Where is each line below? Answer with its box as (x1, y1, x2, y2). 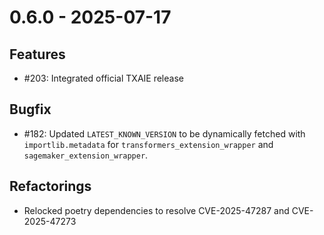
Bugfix (9, 101, 52, 118)
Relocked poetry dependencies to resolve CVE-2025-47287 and (23, 204, 290, 216)
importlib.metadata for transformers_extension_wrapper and (23, 138, 274, 150)
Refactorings (9, 178, 92, 195)
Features (9, 46, 66, 63)
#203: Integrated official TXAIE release (23, 72, 184, 84)
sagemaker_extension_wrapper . (23, 149, 149, 161)
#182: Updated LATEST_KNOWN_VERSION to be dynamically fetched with (23, 127, 306, 140)
